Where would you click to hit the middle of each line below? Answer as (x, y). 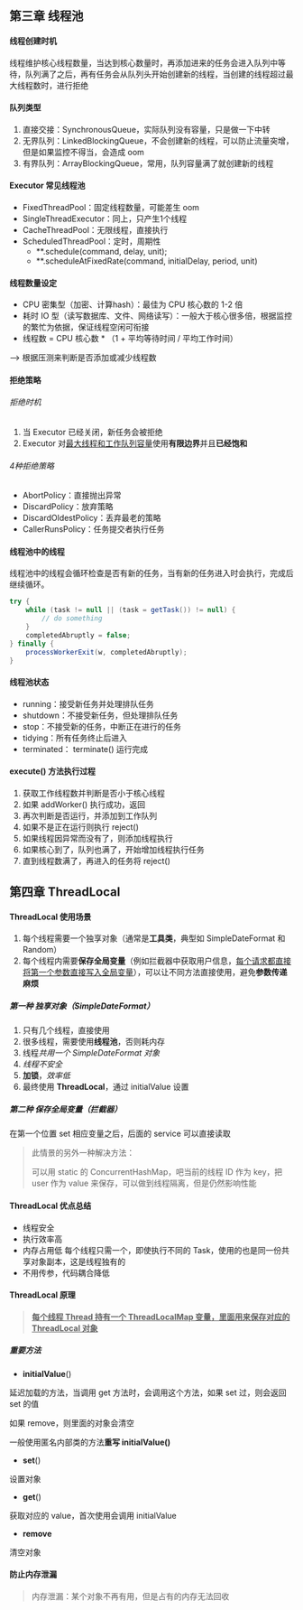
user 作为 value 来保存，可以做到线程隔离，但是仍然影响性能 (144, 1183)
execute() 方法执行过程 (53, 771)
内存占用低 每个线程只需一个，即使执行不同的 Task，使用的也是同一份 (152, 1250)
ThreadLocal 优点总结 (50, 1205)
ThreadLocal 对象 (64, 1328)
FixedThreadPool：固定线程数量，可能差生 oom (111, 207)
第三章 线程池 (46, 16)
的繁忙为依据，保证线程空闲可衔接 (86, 327)
